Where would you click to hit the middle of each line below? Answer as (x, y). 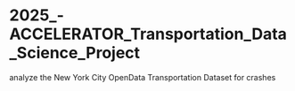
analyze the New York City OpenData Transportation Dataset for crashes (143, 77)
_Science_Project (75, 53)
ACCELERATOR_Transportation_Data (148, 34)
